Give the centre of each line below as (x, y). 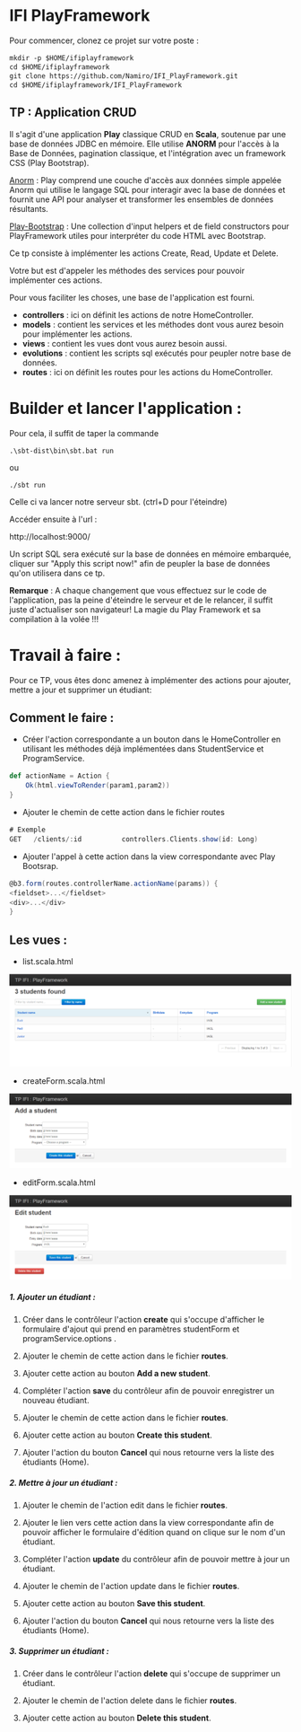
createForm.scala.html (64, 1081)
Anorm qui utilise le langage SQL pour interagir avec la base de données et (147, 189)
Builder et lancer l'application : (125, 408)
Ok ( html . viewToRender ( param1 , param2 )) (98, 786)
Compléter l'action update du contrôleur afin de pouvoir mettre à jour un (156, 1559)
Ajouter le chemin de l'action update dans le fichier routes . (131, 1586)
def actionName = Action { (60, 776)
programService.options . (69, 1338)
